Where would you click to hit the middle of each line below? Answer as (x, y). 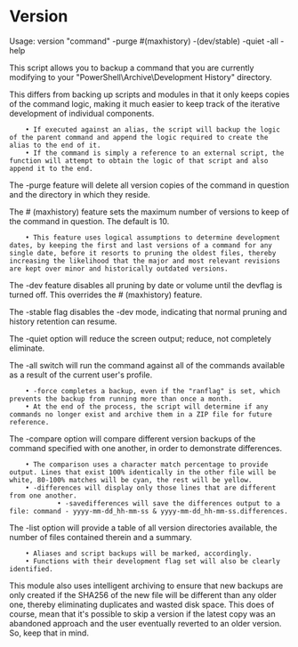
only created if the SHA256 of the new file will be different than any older (143, 594)
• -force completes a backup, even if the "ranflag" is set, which (153, 391)
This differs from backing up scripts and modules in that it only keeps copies (149, 94)
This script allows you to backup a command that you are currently (132, 68)
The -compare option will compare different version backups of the (133, 439)
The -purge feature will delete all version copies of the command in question (149, 185)
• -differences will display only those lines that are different (151, 488)
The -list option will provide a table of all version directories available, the (143, 528)
